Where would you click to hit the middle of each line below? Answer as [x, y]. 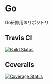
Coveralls [20, 65]
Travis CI [19, 38]
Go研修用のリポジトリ [27, 22]
